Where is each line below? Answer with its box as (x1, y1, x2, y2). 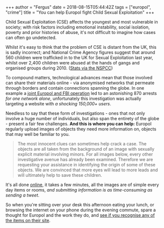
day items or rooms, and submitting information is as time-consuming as (5, 187, 153, 193)
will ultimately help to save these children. (17, 172, 102, 178)
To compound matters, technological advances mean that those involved (5, 75, 153, 80)
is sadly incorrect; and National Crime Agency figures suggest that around (5, 49, 156, 55)
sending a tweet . (5, 192, 40, 198)
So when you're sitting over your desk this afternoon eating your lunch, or (5, 202, 155, 207)
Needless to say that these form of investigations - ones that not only (5, 110, 145, 116)
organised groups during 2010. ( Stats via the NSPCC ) (5, 65, 113, 71)
